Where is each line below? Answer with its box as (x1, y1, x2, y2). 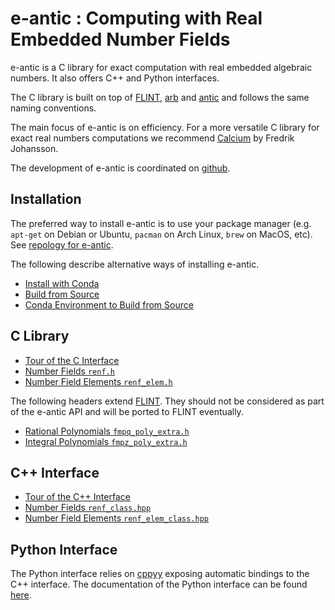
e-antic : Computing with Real (10, 7, 263, 30)
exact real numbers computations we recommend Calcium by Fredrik (10, 132, 295, 144)
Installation (10, 191, 82, 208)
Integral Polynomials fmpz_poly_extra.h (24, 435, 188, 447)
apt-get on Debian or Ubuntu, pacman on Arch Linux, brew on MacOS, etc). (10, 228, 313, 240)
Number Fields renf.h (24, 365, 115, 377)
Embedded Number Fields (10, 28, 231, 51)
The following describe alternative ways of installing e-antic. (10, 258, 260, 270)
